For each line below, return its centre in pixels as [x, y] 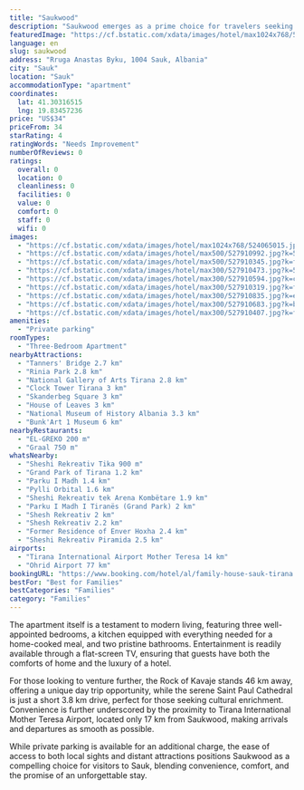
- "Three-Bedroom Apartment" [72, 346]
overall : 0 [38, 169]
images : [24, 236]
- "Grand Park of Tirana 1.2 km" [81, 473]
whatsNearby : [34, 456]
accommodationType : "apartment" [70, 85]
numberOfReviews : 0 [46, 152]
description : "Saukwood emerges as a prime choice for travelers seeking [152, 26]
